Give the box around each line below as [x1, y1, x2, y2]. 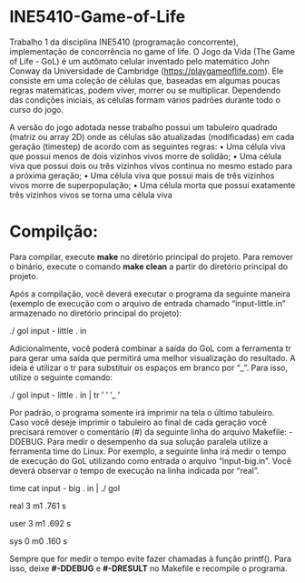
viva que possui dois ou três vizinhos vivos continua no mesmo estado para [9, 160, 293, 171]
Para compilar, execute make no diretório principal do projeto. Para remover [9, 251, 293, 262]
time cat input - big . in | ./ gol [9, 482, 121, 493]
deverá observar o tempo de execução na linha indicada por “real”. [9, 465, 260, 476]
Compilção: [9, 221, 98, 242]
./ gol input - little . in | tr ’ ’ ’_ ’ [9, 389, 121, 400]
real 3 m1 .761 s [9, 500, 66, 511]
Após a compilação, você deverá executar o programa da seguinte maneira [9, 288, 290, 299]
